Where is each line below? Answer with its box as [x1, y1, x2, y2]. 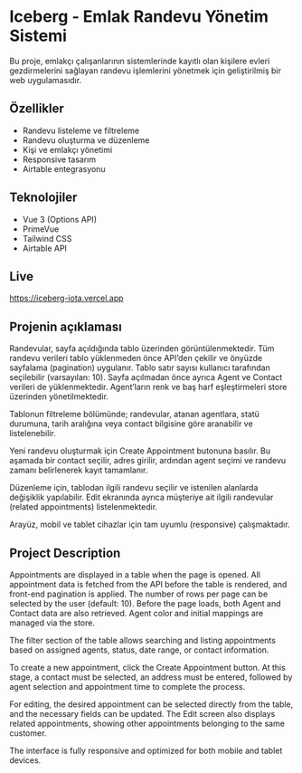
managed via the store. [9, 617, 95, 628]
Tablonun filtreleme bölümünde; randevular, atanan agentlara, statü [9, 409, 260, 420]
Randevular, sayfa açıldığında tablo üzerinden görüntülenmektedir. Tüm [9, 343, 275, 354]
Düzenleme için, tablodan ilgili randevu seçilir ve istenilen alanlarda [9, 482, 259, 493]
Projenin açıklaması [9, 319, 122, 334]
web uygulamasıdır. [9, 74, 82, 85]
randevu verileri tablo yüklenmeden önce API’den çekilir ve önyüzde [9, 353, 263, 364]
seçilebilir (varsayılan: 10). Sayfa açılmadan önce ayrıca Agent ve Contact [9, 372, 283, 383]
